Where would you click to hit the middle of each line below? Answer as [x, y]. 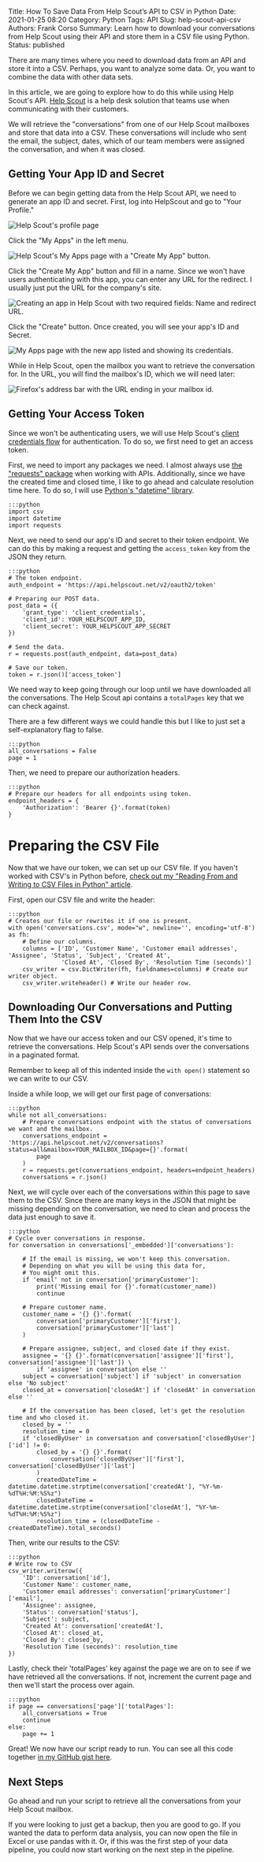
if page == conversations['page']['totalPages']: [91, 1707]
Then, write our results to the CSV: [64, 1543]
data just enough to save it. [52, 1217]
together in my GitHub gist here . [60, 1757]
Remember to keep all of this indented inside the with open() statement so [129, 1071]
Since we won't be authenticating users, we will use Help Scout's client [124, 433]
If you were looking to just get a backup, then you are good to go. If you [125, 1825]
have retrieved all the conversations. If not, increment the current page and [130, 1677]
